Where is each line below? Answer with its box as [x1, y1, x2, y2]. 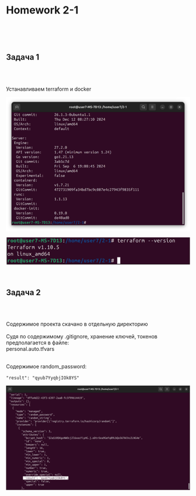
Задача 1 [6, 52, 40, 62]
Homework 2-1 [6, 4, 79, 17]
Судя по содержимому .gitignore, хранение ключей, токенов [6, 333, 157, 340]
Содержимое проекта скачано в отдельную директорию [6, 320, 148, 327]
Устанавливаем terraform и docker [6, 85, 92, 93]
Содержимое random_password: [6, 362, 87, 370]
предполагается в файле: [6, 339, 69, 346]
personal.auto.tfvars [6, 345, 55, 352]
